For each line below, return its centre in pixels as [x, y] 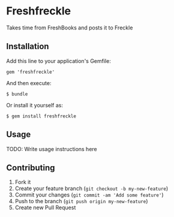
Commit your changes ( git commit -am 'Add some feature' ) [89, 195]
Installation [28, 46]
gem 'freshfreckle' [31, 72]
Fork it [23, 182]
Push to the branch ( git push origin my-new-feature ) [81, 201]
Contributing [31, 168]
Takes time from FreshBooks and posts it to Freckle [70, 28]
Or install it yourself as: [34, 105]
